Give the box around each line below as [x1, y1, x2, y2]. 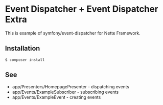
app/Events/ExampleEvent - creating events [12, 94, 101, 100]
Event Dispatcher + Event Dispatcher [5, 3, 159, 15]
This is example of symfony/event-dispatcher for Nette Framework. [5, 30, 140, 36]
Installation [5, 44, 40, 52]
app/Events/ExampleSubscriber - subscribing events [12, 89, 119, 95]
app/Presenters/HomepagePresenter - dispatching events [12, 83, 130, 89]
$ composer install [5, 57, 45, 62]
